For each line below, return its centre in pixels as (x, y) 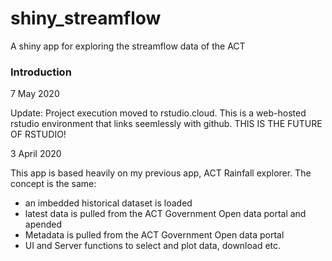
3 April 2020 (36, 154)
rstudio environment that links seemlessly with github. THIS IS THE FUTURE (166, 124)
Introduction (41, 72)
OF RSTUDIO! (38, 134)
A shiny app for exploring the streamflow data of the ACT (128, 46)
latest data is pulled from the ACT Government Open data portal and (165, 214)
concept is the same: (53, 184)
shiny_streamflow (86, 18)
